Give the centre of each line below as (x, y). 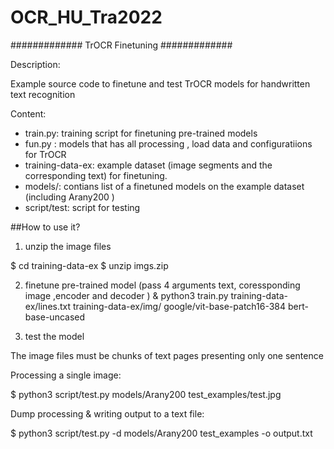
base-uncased (55, 317)
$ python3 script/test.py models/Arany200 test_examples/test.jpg (146, 394)
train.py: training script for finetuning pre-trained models (141, 133)
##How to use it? (45, 227)
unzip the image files (68, 246)
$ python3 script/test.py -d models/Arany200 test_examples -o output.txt (161, 433)
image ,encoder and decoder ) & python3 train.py (126, 295)
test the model (54, 336)
